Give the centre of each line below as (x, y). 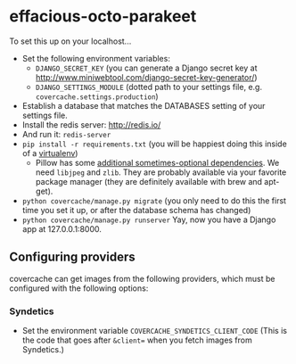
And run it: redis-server (66, 134)
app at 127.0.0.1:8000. (62, 228)
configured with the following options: (79, 288)
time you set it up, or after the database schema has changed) (136, 210)
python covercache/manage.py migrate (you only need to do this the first (154, 200)
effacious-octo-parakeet (103, 17)
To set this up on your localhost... (70, 41)
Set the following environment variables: (96, 58)
